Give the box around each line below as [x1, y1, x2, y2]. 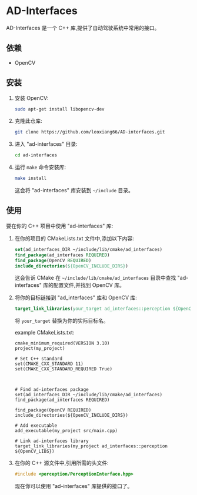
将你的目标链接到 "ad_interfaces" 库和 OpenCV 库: [14, 294, 137, 301]
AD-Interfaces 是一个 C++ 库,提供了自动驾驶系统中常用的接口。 [6, 24, 160, 31]
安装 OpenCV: [14, 94, 49, 101]
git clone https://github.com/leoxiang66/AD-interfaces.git [14, 129, 165, 135]
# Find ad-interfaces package [14, 387, 89, 393]
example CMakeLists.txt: [14, 329, 75, 336]
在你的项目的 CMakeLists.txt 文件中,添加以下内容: [14, 235, 134, 242]
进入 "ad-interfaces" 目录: [14, 141, 78, 148]
